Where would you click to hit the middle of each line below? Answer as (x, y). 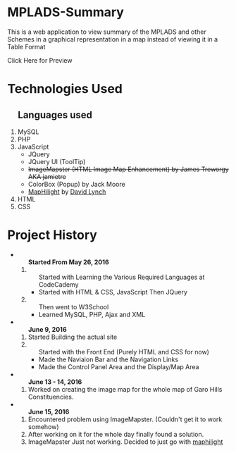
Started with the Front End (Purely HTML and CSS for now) (124, 352)
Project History (52, 235)
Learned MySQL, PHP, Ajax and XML (92, 314)
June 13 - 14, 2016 (55, 382)
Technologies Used (65, 89)
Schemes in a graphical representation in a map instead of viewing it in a (113, 39)
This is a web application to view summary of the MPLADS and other (107, 32)
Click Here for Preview (40, 60)
